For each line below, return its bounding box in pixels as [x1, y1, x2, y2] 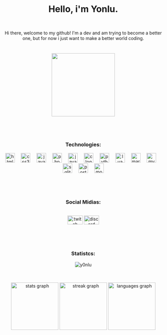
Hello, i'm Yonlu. [48, 4, 119, 15]
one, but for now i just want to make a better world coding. [22, 35, 144, 41]
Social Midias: [66, 198, 101, 205]
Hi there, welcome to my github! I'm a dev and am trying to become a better [4, 30, 162, 36]
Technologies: [65, 141, 101, 148]
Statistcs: [71, 250, 95, 257]
